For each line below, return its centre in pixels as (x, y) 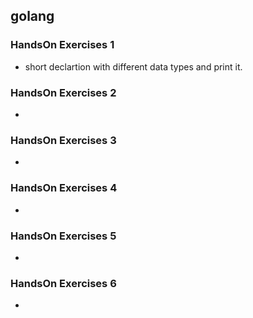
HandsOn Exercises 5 (63, 236)
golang (32, 16)
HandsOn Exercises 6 (63, 283)
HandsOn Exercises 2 (63, 92)
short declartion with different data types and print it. (133, 66)
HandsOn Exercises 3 (63, 140)
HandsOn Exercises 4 (64, 188)
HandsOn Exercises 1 (62, 45)
